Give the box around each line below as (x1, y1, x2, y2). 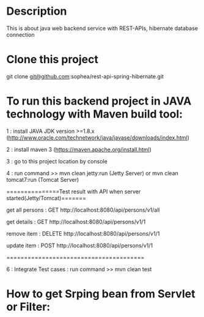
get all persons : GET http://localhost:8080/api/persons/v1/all (6, 206, 160, 214)
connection (6, 31, 35, 38)
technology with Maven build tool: (6, 107, 183, 121)
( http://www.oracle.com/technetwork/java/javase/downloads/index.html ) (6, 133, 190, 141)
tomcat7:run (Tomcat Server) (6, 176, 79, 183)
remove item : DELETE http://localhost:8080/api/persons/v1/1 (6, 229, 160, 237)
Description (6, 4, 67, 18)
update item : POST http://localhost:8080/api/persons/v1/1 (6, 242, 153, 249)
